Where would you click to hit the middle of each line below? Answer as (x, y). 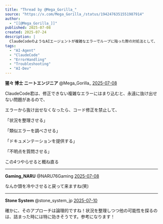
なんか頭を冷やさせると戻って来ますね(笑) (47, 186)
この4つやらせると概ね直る (32, 162)
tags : (10, 46)
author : (13, 19)
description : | (20, 37)
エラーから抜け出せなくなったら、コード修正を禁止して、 (62, 110)
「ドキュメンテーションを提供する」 (41, 141)
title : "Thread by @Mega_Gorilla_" (41, 10)
